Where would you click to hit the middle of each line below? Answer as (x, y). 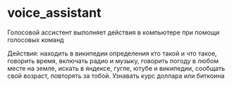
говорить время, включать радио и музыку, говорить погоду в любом (113, 60)
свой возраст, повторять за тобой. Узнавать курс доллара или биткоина (116, 76)
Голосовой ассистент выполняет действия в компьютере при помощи (114, 32)
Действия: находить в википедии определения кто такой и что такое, (112, 53)
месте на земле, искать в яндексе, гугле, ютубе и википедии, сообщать (116, 68)
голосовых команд (36, 39)
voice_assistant (54, 13)
